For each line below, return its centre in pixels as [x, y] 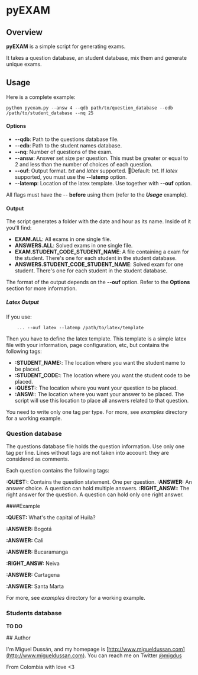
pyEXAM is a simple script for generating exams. [66, 46]
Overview [25, 32]
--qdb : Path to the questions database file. [67, 139]
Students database [34, 613]
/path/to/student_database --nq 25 [50, 113]
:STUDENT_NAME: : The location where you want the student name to [100, 363]
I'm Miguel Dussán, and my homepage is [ [57, 649]
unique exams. [24, 64]
